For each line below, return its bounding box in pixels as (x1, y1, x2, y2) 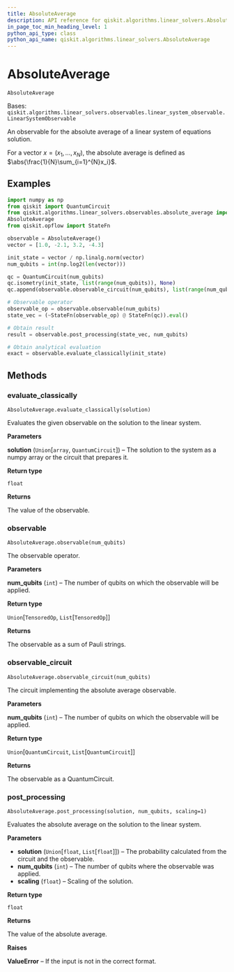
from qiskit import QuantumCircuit (7, 203, 111, 210)
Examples (7, 178, 51, 190)
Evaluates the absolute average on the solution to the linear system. (7, 820, 202, 829)
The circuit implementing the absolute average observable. (7, 686, 176, 694)
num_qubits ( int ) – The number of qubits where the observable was (17, 862, 214, 871)
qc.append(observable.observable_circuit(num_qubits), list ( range (7, 286, 204, 294)
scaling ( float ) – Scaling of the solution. (17, 877, 134, 885)
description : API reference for (7, 17, 101, 24)
